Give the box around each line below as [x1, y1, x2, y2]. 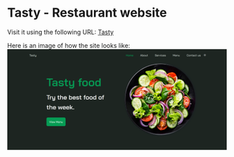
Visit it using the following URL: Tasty [7, 28, 114, 36]
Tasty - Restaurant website [7, 5, 167, 21]
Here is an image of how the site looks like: [7, 41, 130, 49]
